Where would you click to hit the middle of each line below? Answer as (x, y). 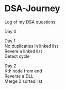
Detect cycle (17, 56)
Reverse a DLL (19, 76)
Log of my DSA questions (30, 22)
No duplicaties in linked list (31, 46)
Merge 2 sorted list (24, 81)
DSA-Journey (32, 9)
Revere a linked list (23, 51)
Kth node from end (23, 71)
